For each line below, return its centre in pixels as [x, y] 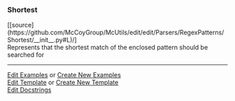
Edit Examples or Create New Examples [64, 75]
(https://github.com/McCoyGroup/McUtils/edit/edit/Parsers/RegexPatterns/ [116, 32]
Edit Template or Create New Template [63, 83]
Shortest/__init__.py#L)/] [42, 40]
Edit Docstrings [29, 90]
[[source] [21, 25]
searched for [26, 55]
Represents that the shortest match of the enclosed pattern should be [108, 48]
